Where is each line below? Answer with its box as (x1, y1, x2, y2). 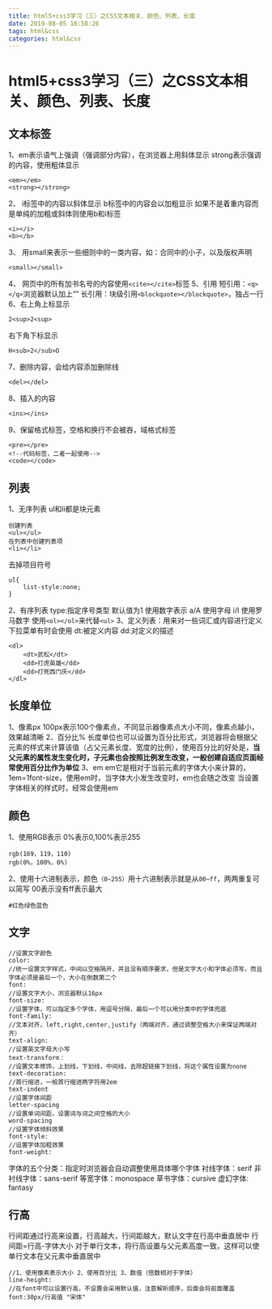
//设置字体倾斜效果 (8, 1125, 65, 1133)
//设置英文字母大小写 (8, 1044, 70, 1053)
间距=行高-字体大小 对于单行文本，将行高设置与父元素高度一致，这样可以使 (8, 1241, 260, 1251)
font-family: (8, 1012, 53, 1020)
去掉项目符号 (8, 560, 51, 570)
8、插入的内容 (8, 394, 56, 403)
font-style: (8, 1132, 49, 1140)
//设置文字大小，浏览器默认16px (8, 989, 103, 997)
